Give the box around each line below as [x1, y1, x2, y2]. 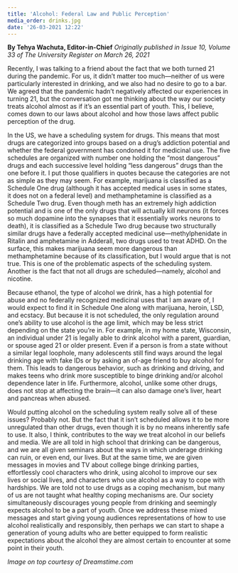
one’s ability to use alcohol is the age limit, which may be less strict [7, 318, 204, 327]
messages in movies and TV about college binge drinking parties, [7, 461, 199, 469]
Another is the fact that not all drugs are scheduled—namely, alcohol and [7, 267, 221, 276]
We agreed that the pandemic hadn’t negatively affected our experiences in [7, 87, 229, 96]
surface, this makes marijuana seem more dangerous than [7, 245, 178, 253]
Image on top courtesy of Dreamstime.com [7, 557, 134, 566]
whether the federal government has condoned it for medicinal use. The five [7, 146, 231, 155]
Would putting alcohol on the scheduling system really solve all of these [7, 408, 218, 417]
